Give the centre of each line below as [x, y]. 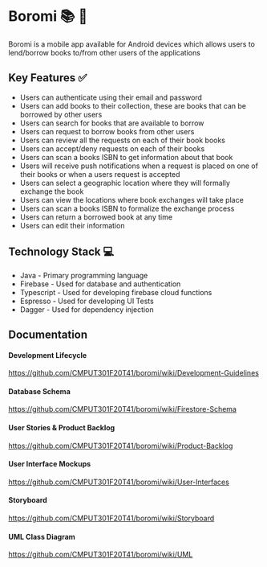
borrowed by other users [61, 114]
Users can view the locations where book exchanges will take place [132, 199]
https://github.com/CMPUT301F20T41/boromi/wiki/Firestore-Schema [122, 409]
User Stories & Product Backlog [62, 427]
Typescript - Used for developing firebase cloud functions [116, 292]
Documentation [48, 334]
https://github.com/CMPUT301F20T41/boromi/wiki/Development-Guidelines [133, 373]
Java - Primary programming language [84, 275]
